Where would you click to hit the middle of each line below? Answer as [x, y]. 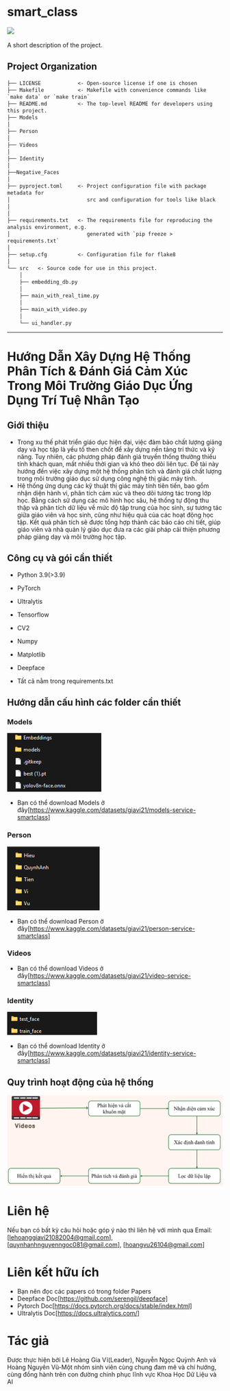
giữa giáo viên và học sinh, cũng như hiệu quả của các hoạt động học [115, 515]
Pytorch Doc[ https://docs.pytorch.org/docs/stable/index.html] [104, 1305]
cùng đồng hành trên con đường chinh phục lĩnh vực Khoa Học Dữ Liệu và [112, 1374]
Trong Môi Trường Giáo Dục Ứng [100, 385]
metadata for [26, 193]
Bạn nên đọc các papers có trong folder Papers [84, 1291]
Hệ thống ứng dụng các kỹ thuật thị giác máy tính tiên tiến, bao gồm [113, 485]
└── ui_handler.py [46, 323]
